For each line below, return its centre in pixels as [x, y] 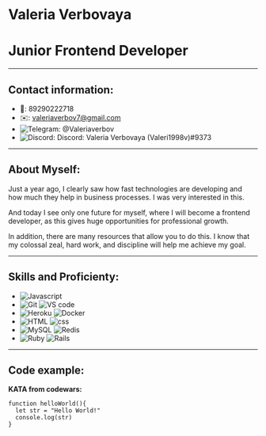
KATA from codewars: [45, 389]
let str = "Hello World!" [58, 411]
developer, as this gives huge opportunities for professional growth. [119, 221]
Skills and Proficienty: [64, 277]
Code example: [46, 370]
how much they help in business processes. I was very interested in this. [126, 197]
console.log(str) [44, 418]
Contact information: [61, 90]
